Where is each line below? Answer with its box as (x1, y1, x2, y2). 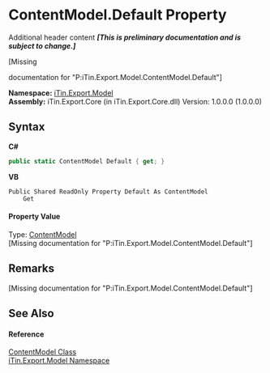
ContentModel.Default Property (8, 6, 227, 24)
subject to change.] (8, 40, 76, 50)
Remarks (8, 261, 55, 276)
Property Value (8, 212, 61, 222)
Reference (8, 329, 45, 339)
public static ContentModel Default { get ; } (8, 157, 165, 165)
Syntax (8, 120, 45, 134)
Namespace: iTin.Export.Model (8, 87, 114, 98)
